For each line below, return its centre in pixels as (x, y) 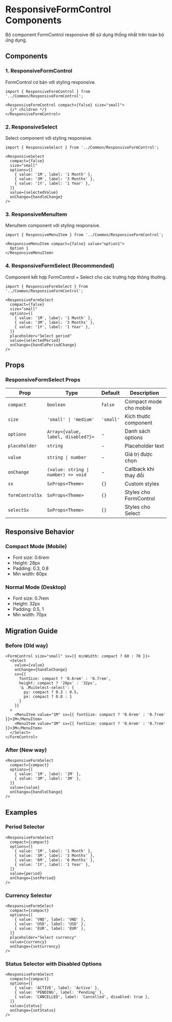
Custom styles (142, 484)
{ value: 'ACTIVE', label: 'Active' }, (57, 988)
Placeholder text (144, 446)
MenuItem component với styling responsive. (53, 226)
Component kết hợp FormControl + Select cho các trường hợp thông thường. (86, 277)
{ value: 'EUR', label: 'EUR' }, (50, 928)
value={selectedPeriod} (35, 340)
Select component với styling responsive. (49, 138)
